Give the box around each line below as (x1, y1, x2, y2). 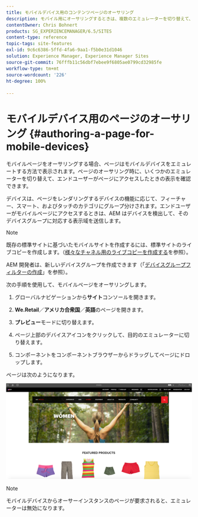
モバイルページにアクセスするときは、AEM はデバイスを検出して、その (16, 210, 189, 217)
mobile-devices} (6, 140, 90, 154)
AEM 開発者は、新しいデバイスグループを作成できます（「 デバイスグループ (6, 261, 186, 268)
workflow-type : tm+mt (6, 66, 60, 71)
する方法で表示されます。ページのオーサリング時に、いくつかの (16, 168, 171, 175)
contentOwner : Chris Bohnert (6, 22, 78, 28)
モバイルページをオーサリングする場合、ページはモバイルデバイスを (6, 160, 171, 168)
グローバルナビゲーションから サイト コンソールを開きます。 (14, 294, 159, 301)
